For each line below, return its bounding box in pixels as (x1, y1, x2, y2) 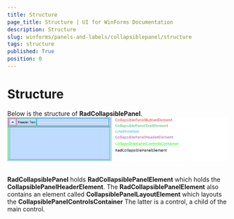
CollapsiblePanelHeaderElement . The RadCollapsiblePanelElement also (7, 182, 219, 191)
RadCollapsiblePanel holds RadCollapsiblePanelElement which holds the (7, 175, 221, 183)
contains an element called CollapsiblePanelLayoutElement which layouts (7, 190, 222, 198)
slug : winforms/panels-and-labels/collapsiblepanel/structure (7, 33, 192, 40)
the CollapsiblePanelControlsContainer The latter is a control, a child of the (7, 197, 227, 206)
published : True (7, 48, 54, 55)
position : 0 (7, 56, 42, 63)
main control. (7, 204, 45, 213)
